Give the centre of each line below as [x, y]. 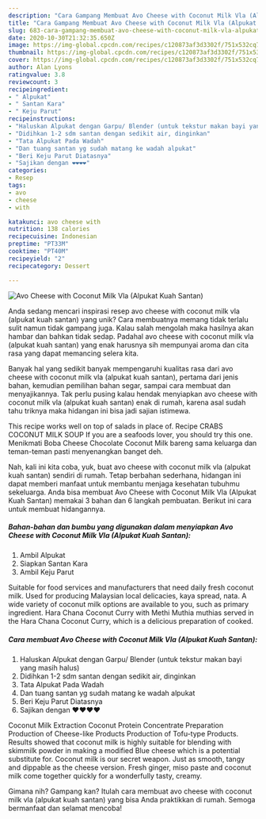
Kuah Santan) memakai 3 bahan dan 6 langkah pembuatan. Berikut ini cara [130, 500]
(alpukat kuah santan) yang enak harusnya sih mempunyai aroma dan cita [129, 344]
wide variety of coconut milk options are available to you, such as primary [129, 605]
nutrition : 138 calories [49, 229]
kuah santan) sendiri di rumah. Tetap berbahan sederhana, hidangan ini [125, 475]
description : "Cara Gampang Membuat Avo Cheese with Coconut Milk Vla [127, 15]
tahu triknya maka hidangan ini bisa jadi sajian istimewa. [100, 410]
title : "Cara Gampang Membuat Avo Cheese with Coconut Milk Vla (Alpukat [133, 23]
